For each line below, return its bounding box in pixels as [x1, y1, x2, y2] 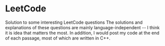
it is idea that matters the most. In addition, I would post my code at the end [5, 30, 160, 36]
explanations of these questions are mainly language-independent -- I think [5, 24, 160, 30]
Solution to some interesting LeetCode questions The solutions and [5, 19, 143, 25]
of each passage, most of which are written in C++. [5, 35, 111, 41]
